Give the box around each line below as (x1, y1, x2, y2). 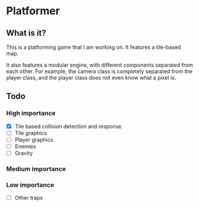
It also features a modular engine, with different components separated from (6, 61, 193, 68)
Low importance (6, 180, 55, 189)
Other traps (14, 195, 43, 202)
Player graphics (14, 136, 53, 143)
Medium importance (6, 165, 67, 173)
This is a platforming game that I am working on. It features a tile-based (6, 43, 181, 51)
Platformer (6, 4, 61, 18)
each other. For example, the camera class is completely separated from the (6, 68, 193, 75)
